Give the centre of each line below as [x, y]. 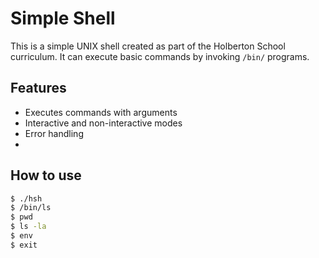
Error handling [54, 133]
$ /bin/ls [31, 208]
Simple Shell [63, 18]
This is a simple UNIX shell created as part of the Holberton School [148, 46]
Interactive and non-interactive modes [103, 123]
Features [38, 88]
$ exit [24, 245]
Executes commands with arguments [101, 112]
